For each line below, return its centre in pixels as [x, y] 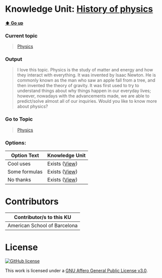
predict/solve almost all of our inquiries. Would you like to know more [87, 101]
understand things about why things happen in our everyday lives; [84, 91]
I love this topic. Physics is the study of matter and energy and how [85, 70]
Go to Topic [19, 119]
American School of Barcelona [43, 225]
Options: [16, 143]
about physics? [32, 106]
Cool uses [19, 163]
